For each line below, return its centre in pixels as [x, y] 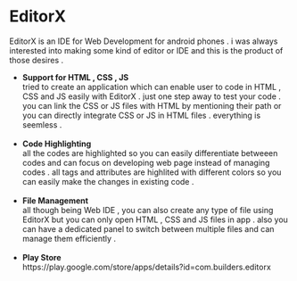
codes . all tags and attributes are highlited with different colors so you [152, 172]
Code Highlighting [57, 144]
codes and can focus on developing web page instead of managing [146, 162]
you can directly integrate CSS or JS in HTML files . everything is [141, 115]
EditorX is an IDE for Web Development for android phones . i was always [144, 41]
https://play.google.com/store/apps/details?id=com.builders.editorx [147, 267]
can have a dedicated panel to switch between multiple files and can [148, 228]
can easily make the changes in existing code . [108, 181]
